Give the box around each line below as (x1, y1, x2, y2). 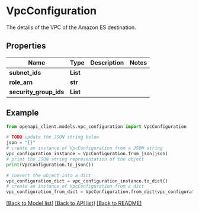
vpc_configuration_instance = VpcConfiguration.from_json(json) (6, 151, 168, 157)
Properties (6, 41, 46, 51)
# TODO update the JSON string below (6, 134, 99, 140)
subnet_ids (9, 68, 41, 76)
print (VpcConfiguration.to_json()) (6, 162, 94, 168)
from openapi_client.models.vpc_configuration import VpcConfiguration (6, 123, 187, 130)
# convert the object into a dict (6, 172, 92, 178)
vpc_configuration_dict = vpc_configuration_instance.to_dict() (6, 178, 168, 184)
